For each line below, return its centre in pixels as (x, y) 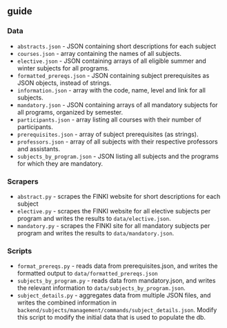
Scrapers (23, 181)
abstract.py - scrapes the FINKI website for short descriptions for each (119, 196)
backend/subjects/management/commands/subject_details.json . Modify (117, 310)
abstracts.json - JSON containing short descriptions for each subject (117, 46)
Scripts (20, 251)
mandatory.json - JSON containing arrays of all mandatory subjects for (118, 105)
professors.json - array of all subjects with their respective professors (118, 142)
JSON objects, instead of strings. (64, 83)
